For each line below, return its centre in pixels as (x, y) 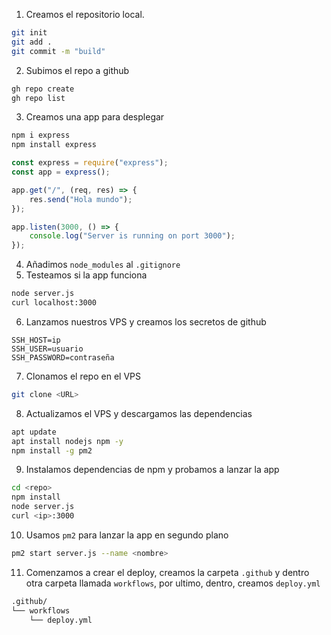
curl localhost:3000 (54, 303)
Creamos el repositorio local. (85, 14)
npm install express (54, 145)
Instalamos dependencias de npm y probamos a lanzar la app (152, 470)
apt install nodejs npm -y (67, 441)
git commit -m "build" (58, 51)
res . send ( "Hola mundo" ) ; (81, 199)
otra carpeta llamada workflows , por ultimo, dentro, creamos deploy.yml (173, 583)
